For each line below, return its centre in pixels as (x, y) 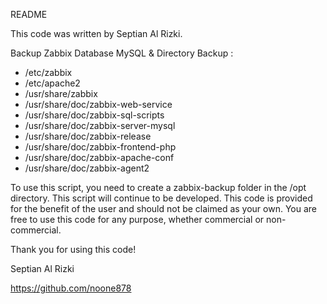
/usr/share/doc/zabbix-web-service (98, 104)
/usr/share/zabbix (61, 93)
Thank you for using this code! (73, 249)
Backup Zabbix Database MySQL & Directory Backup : (122, 53)
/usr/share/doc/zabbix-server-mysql (100, 125)
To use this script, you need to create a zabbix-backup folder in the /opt (158, 187)
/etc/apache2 (52, 83)
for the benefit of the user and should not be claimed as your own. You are (164, 208)
